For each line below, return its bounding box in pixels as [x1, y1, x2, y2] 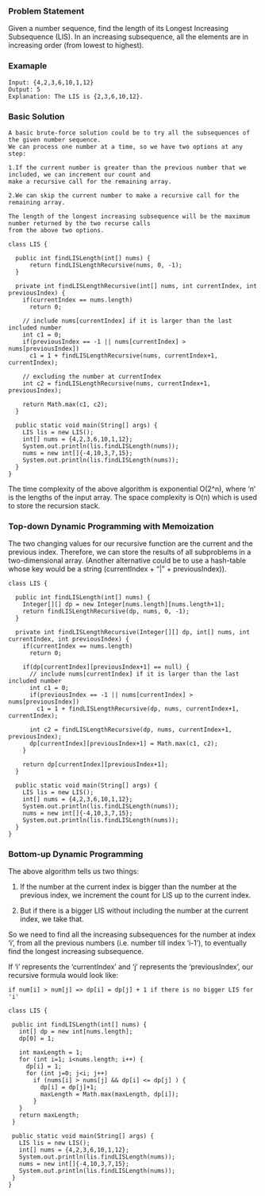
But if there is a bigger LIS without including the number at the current [19, 906, 248, 916]
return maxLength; [18, 1112, 80, 1120]
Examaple [8, 60, 48, 72]
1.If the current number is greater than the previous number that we [8, 163, 247, 172]
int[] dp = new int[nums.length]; [18, 1028, 133, 1036]
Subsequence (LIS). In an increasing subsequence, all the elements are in [8, 32, 248, 41]
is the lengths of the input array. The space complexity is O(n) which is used [8, 492, 258, 502]
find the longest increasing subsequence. [8, 947, 144, 956]
